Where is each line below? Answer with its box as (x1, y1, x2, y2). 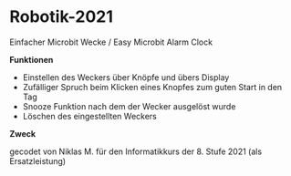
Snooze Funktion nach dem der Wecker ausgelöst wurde (22, 100, 236, 111)
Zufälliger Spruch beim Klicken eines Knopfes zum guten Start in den (22, 81, 283, 92)
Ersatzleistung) (9, 155, 67, 166)
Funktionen (9, 54, 54, 65)
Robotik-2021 (9, 6, 114, 27)
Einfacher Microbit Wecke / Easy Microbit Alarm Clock (9, 36, 213, 47)
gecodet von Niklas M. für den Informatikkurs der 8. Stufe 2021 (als (9, 146, 263, 157)
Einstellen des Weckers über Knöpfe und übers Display (22, 71, 230, 83)
